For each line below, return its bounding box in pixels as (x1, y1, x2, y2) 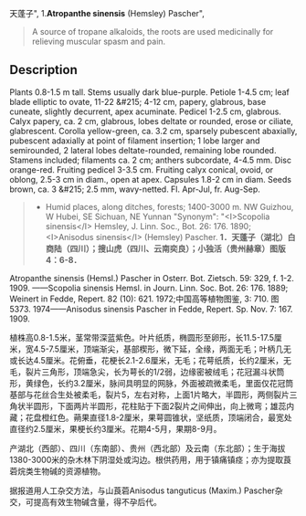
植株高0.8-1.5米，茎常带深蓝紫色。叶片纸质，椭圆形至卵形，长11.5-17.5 (9, 332, 275, 342)
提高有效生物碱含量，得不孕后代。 (33, 496, 162, 507)
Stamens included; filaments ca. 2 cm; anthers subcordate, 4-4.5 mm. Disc (9, 154, 292, 165)
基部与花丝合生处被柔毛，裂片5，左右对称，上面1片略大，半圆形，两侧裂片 (9, 389, 290, 400)
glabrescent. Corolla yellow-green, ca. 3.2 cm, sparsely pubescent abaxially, (9, 125, 298, 136)
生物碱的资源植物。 (33, 465, 106, 477)
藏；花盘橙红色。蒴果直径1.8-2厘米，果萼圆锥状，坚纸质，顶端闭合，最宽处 (9, 412, 292, 423)
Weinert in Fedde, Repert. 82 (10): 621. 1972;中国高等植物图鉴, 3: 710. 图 (9, 293, 280, 304)
